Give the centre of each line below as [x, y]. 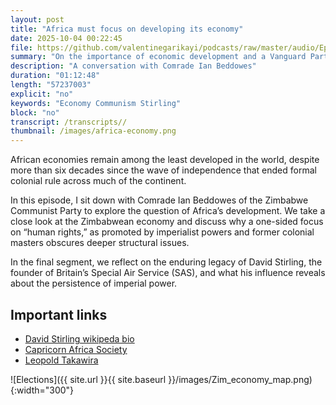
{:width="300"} [42, 390]
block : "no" [35, 112]
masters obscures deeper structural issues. [100, 243]
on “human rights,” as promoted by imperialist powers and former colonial [162, 232]
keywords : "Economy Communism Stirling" [96, 103]
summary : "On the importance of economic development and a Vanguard [158, 57]
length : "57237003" [51, 85]
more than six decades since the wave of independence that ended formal [163, 170]
